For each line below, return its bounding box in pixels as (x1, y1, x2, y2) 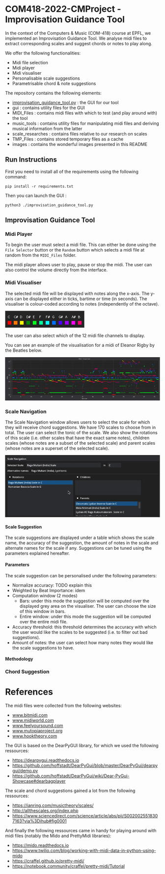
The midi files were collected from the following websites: (5, 703, 122, 708)
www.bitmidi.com (12, 712, 48, 718)
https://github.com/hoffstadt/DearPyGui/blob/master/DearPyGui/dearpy (12, 762, 158, 768)
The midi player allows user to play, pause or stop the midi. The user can (5, 262, 152, 268)
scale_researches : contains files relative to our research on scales (12, 131, 147, 137)
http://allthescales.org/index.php (12, 808, 79, 814)
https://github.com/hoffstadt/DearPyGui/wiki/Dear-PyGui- (12, 773, 130, 779)
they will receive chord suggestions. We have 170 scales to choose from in (5, 424, 156, 430)
